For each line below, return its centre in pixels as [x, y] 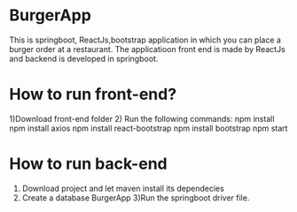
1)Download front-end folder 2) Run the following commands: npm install [142, 118]
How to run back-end [88, 164]
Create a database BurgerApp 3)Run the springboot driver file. [136, 197]
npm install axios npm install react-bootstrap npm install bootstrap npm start [148, 128]
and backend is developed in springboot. [84, 58]
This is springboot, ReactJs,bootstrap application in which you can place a [145, 40]
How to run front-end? [93, 95]
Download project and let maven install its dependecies [123, 188]
